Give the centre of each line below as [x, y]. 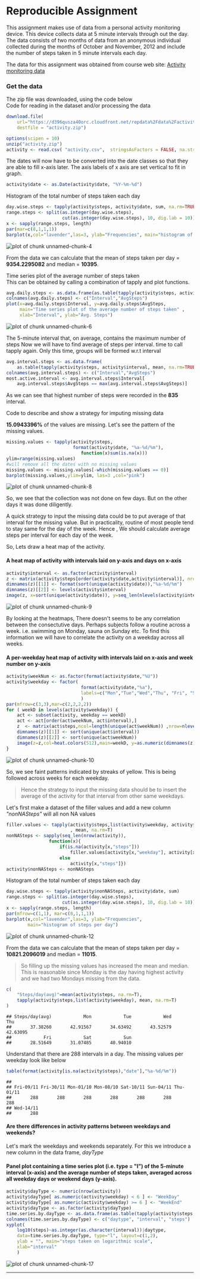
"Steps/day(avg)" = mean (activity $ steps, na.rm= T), [80, 995]
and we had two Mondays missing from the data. [81, 978]
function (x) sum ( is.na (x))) [114, 453]
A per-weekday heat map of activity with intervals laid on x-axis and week [100, 657]
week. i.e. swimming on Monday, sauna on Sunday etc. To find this [88, 631]
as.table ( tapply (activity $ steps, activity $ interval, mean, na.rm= [101, 367]
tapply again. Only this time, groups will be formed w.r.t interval [84, 351]
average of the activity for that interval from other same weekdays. [103, 796]
